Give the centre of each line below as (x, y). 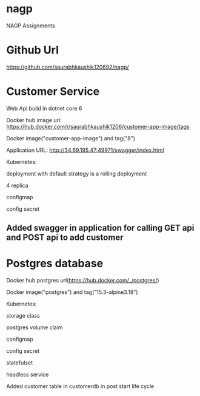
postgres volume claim (35, 327)
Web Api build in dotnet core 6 (44, 108)
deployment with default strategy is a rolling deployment (77, 173)
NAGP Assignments (31, 26)
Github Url (32, 50)
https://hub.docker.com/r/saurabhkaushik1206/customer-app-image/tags (98, 126)
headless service (28, 375)
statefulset (20, 363)
